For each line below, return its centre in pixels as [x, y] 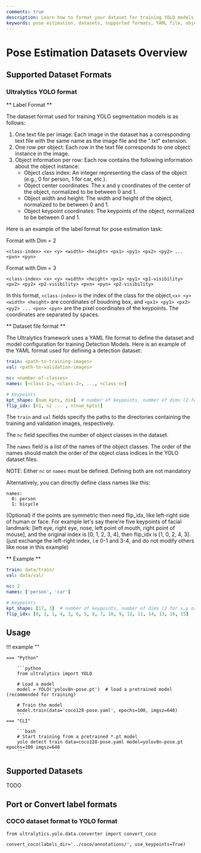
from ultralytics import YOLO [55, 674]
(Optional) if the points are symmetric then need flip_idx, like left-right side [98, 515]
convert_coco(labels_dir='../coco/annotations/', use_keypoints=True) [96, 844]
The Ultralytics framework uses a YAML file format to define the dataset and [100, 338]
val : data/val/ [25, 576]
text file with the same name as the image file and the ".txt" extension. [101, 141]
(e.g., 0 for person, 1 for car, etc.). [65, 179]
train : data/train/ [31, 570]
